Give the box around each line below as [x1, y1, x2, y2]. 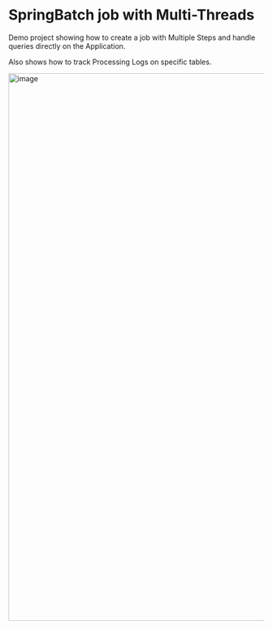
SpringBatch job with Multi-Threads [8, 6, 255, 24]
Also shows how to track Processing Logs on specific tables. [8, 57, 212, 67]
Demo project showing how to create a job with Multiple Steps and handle [8, 33, 256, 42]
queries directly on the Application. [8, 41, 126, 50]
